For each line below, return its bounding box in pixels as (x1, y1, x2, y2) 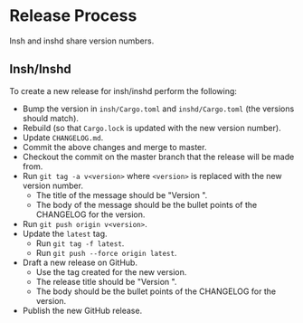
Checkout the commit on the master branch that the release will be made (22, 151, 295, 162)
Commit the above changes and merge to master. (22, 141, 207, 152)
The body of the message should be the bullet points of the (35, 199, 258, 210)
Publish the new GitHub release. (22, 305, 143, 316)
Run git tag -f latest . (35, 237, 125, 249)
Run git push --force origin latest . (35, 247, 177, 258)
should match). (22, 112, 80, 123)
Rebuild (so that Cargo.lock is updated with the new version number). (22, 122, 282, 133)
